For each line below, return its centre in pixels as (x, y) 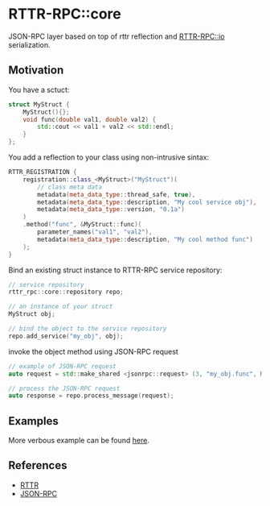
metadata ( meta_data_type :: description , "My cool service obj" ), (147, 202)
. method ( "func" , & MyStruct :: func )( (82, 225)
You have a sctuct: (39, 89)
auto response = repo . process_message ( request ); (91, 396)
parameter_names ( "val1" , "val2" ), (95, 232)
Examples (33, 421)
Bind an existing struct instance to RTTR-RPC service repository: (115, 270)
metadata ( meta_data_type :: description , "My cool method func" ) (145, 239)
